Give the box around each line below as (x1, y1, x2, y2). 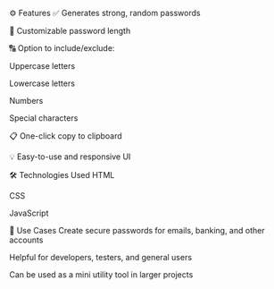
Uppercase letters (9, 61, 76, 71)
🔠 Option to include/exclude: (9, 43, 115, 53)
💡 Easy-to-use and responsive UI (9, 151, 131, 162)
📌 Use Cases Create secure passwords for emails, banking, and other (9, 225, 265, 235)
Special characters (9, 113, 79, 123)
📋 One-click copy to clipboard (9, 131, 122, 141)
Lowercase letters (9, 78, 76, 89)
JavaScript (9, 208, 49, 218)
